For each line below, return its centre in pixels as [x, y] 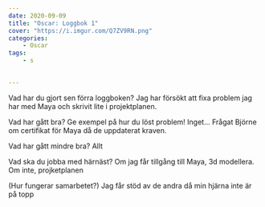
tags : [17, 53]
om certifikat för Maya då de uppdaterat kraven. [88, 130]
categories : [28, 38]
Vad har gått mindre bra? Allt [55, 146]
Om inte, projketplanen [46, 170]
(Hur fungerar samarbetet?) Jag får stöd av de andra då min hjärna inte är [130, 185]
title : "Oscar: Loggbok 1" [53, 23]
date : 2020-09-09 [37, 16]
